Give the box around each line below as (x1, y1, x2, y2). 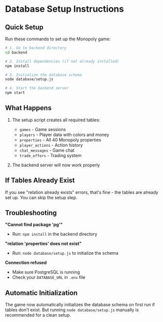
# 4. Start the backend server (5, 86, 69, 91)
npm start (5, 90, 25, 95)
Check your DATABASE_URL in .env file (12, 274, 86, 280)
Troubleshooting (5, 209, 57, 217)
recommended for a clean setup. (5, 312, 71, 318)
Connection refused (5, 260, 47, 266)
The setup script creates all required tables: (12, 117, 100, 123)
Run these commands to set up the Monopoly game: (5, 36, 111, 42)
